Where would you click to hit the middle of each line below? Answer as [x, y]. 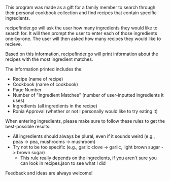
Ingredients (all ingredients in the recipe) [55, 106]
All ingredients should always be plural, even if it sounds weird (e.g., [84, 136]
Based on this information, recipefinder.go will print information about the [82, 54]
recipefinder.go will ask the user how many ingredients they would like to [81, 28]
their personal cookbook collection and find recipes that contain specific [81, 13]
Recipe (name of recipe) [38, 79]
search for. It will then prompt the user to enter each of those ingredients [81, 33]
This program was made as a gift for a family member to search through [80, 7]
